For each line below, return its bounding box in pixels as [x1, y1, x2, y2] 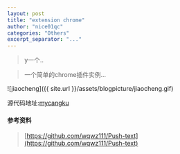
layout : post [7, 10, 45, 17]
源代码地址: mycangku [7, 99, 69, 108]
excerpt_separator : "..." [7, 36, 82, 43]
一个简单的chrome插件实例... [24, 71, 107, 79]
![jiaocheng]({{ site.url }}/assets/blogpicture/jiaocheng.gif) [7, 85, 174, 93]
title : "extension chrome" [7, 17, 85, 24]
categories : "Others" [7, 29, 70, 37]
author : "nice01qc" [7, 23, 64, 30]
